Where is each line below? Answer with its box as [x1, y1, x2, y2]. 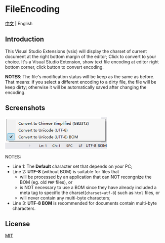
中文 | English [5, 20, 33, 26]
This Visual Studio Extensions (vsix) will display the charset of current [5, 48, 147, 54]
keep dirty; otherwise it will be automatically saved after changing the [5, 84, 147, 90]
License [5, 219, 30, 228]
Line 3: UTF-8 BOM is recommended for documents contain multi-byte [12, 200, 157, 206]
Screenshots [5, 104, 45, 112]
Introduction [5, 35, 44, 44]
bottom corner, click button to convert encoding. [5, 64, 104, 70]
